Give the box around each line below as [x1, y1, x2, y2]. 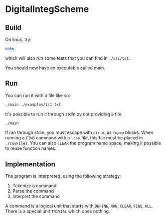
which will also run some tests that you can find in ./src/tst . [5, 55, 131, 61]
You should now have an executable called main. [5, 65, 106, 71]
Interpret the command [12, 193, 60, 200]
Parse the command [12, 188, 54, 194]
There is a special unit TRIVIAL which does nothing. [5, 208, 110, 215]
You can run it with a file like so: [5, 92, 71, 98]
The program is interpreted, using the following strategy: [5, 173, 121, 179]
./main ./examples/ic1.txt [5, 102, 61, 107]
